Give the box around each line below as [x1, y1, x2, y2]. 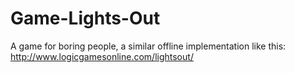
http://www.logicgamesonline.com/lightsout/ [10, 50, 194, 62]
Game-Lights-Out [10, 7, 161, 30]
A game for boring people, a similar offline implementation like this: [10, 40, 287, 52]
